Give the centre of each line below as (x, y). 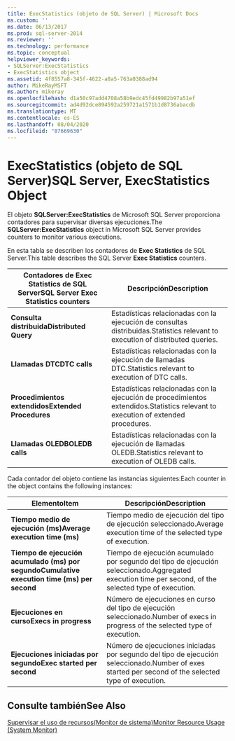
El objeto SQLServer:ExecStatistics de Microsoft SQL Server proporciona (114, 215)
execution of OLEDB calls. (154, 462)
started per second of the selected (163, 672)
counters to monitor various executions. (65, 237)
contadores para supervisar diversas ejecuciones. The (85, 222)
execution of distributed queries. (164, 340)
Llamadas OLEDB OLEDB (51, 444)
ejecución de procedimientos (159, 398)
